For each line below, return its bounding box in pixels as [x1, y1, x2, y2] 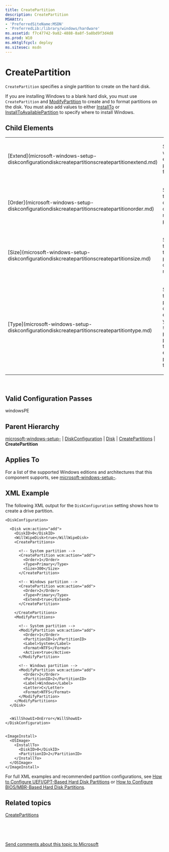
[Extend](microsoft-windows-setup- [8, 152, 97, 159]
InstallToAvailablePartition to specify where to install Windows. [5, 109, 135, 115]
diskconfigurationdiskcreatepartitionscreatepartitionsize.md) [8, 255, 151, 262]
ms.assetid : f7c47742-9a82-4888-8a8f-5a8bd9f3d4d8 [5, 31, 114, 36]
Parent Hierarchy [5, 422, 59, 431]
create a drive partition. [5, 508, 54, 514]
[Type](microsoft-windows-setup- [8, 321, 92, 328]
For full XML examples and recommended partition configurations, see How [5, 773, 162, 779]
